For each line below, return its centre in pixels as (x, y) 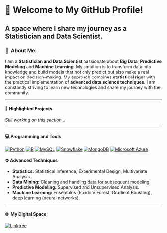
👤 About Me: (21, 50)
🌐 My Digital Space (26, 214)
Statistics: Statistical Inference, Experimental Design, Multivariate (80, 171)
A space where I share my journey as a (66, 29)
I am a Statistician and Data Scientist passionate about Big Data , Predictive (83, 61)
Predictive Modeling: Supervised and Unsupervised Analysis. (76, 187)
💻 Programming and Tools (33, 136)
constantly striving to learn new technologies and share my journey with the (83, 87)
